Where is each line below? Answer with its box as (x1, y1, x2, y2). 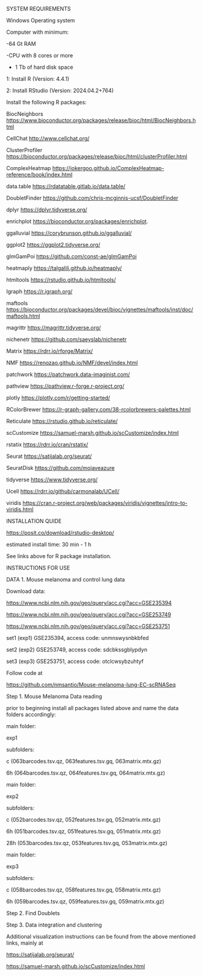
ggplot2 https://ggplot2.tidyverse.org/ (6, 241, 101, 248)
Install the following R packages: (6, 99, 87, 106)
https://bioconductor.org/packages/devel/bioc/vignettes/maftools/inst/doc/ (6, 306, 194, 313)
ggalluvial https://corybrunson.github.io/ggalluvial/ (6, 229, 132, 236)
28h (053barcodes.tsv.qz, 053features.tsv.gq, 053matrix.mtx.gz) (6, 840, 168, 846)
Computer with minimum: (6, 28, 69, 36)
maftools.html (6, 312, 40, 319)
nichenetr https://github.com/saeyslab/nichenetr (6, 336, 127, 343)
